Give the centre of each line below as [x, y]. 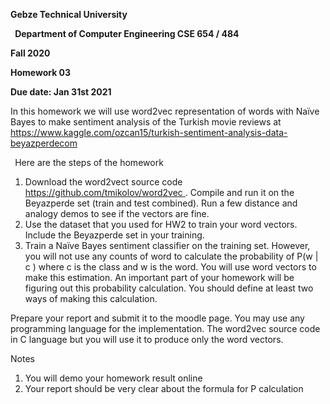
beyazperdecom [44, 143]
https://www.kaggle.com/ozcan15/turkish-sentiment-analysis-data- [149, 132]
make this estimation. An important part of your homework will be [159, 277]
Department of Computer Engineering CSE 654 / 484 [127, 33]
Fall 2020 [30, 53]
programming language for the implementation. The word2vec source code [165, 328]
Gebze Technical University [69, 14]
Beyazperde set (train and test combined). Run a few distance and [161, 203]
